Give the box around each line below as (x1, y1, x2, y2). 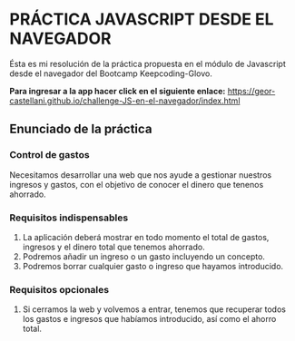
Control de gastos (9, 149, 90, 161)
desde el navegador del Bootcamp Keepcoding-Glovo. (9, 68, 213, 79)
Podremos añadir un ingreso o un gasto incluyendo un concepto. (22, 250, 266, 262)
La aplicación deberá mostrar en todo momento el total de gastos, (22, 231, 270, 242)
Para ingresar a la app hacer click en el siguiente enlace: (9, 85, 226, 96)
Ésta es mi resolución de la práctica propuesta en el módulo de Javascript (9, 58, 286, 69)
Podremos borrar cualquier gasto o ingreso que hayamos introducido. (22, 260, 284, 271)
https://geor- (227, 85, 276, 96)
